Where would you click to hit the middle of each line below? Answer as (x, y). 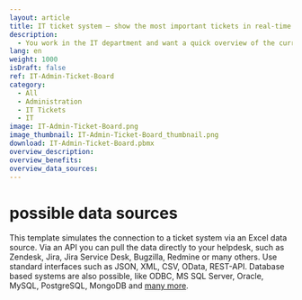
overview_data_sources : (54, 168)
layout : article (40, 18)
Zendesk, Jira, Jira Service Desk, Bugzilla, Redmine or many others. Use (143, 257)
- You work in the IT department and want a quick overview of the (147, 43)
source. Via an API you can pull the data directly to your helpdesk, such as (147, 248)
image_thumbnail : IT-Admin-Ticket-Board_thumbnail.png (114, 135)
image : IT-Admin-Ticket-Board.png (74, 127)
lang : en (26, 51)
